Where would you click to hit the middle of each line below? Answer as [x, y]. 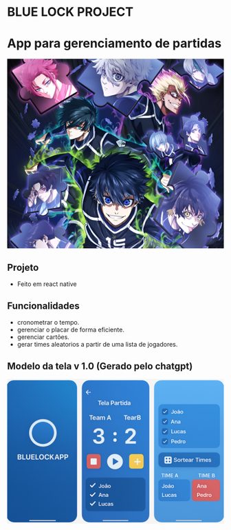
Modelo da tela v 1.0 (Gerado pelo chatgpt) [100, 366]
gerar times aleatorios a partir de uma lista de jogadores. [97, 345]
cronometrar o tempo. [48, 323]
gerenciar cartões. [43, 337]
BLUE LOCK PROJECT [70, 12]
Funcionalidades [44, 306]
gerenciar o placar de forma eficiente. [71, 330]
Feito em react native [47, 284]
